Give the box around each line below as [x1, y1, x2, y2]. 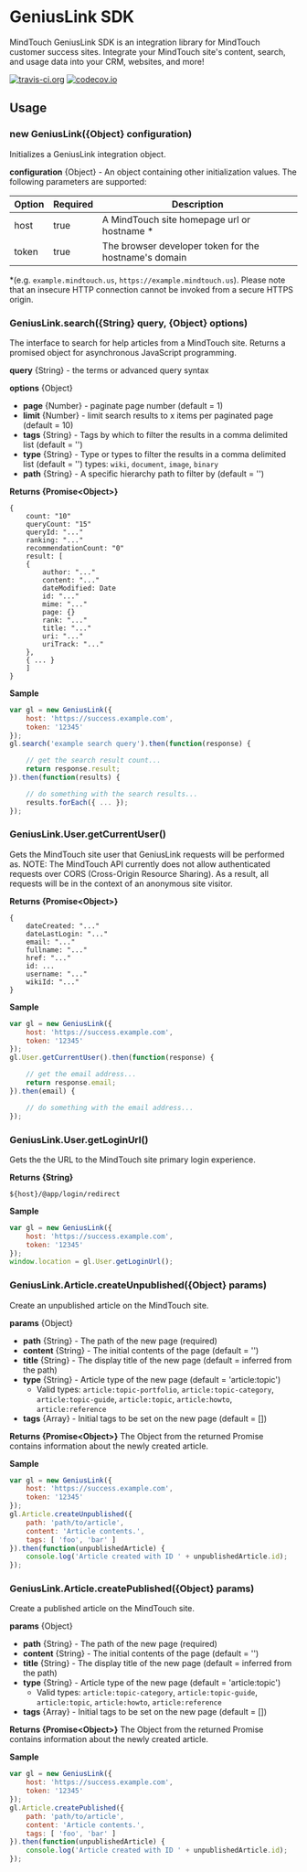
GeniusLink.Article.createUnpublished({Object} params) [9, 1278, 268, 1291]
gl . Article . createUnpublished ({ [9, 1510, 132, 1519]
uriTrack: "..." [42, 639, 104, 648]
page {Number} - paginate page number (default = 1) [22, 400, 224, 411]
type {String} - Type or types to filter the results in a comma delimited [22, 448, 286, 459]
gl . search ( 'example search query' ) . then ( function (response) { [9, 739, 251, 749]
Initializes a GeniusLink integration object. [9, 148, 166, 159]
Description [171, 198, 224, 210]
